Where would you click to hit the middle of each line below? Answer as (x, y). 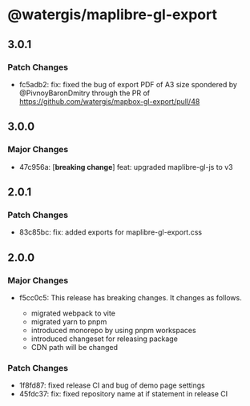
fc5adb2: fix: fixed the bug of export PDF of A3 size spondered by (128, 84)
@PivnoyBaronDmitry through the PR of (84, 93)
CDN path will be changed (74, 347)
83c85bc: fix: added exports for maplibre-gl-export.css (111, 232)
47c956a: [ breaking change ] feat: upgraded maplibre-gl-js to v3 (126, 167)
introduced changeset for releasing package (104, 339)
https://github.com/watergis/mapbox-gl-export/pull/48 (109, 101)
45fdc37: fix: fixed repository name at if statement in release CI (123, 394)
